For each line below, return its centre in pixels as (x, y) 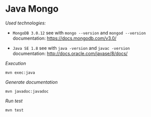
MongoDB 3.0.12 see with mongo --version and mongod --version (79, 33)
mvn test (14, 110)
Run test (14, 101)
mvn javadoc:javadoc (27, 91)
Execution (16, 63)
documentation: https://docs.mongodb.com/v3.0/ (65, 38)
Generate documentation (32, 82)
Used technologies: (26, 23)
